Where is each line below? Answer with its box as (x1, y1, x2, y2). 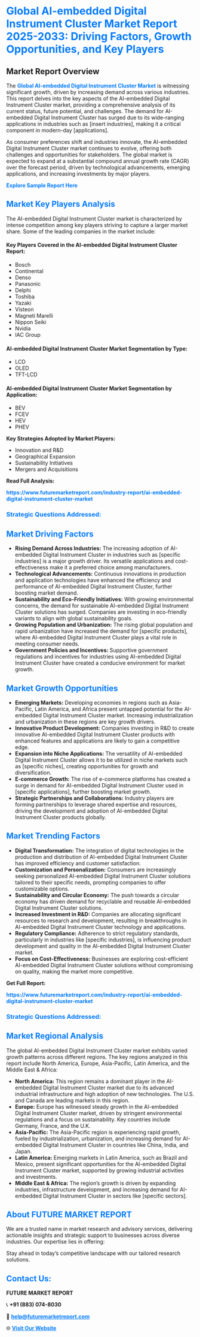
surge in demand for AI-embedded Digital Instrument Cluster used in (14, 781, 184, 789)
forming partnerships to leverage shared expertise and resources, (14, 801, 177, 808)
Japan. (14, 1148, 32, 1155)
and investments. (14, 1173, 58, 1180)
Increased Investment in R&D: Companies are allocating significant (14, 910, 181, 918)
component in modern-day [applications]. (6, 127, 109, 134)
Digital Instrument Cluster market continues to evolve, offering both (6, 145, 172, 152)
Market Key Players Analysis (6, 199, 115, 209)
